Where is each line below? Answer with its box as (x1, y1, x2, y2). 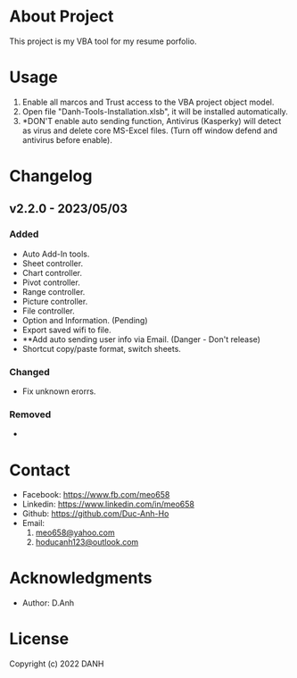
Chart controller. (21, 267, 83, 278)
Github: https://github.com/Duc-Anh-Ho (21, 508, 169, 519)
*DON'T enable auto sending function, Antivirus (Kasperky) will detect (21, 115, 282, 126)
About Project (9, 6, 114, 27)
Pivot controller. (21, 277, 80, 288)
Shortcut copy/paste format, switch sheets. (21, 343, 181, 354)
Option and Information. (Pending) (21, 314, 149, 325)
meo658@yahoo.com (35, 527, 116, 538)
